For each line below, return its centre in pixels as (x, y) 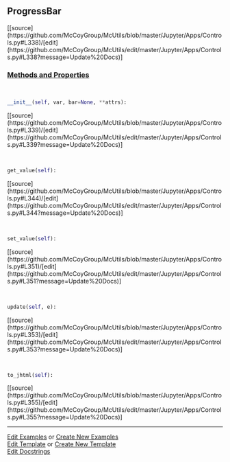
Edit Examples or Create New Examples (63, 437)
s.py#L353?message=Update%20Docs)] (65, 349)
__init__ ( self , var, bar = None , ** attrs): (67, 102)
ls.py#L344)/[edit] (33, 198)
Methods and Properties (48, 75)
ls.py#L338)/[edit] (33, 42)
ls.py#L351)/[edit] (32, 266)
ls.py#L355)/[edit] (33, 403)
